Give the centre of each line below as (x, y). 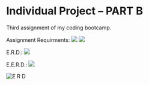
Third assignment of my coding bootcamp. (59, 28)
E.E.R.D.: (17, 65)
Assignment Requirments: (38, 40)
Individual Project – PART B (74, 11)
